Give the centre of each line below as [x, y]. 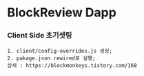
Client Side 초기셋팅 [40, 36]
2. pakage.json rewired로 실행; [51, 59]
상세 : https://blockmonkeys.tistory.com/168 [72, 66]
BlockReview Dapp [62, 13]
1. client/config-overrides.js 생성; [60, 51]
